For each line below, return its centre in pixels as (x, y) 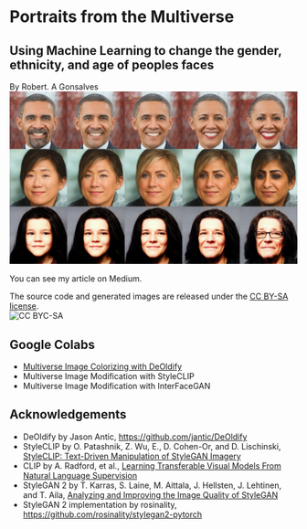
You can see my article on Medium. (76, 279)
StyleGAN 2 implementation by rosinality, (100, 504)
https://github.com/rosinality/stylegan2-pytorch (112, 514)
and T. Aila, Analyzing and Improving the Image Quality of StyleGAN (150, 494)
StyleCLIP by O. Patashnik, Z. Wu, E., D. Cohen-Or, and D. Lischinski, (152, 446)
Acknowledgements (68, 414)
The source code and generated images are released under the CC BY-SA (149, 296)
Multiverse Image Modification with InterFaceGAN (116, 386)
